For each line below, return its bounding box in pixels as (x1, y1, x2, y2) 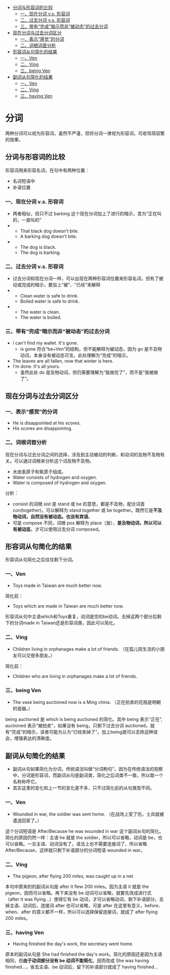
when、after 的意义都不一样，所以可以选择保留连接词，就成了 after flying (5, 909, 158, 915)
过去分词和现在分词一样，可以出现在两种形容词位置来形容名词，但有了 (12, 275, 159, 282)
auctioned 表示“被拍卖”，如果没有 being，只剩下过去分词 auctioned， (5, 723, 151, 729)
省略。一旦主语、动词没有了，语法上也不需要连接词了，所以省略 (14, 841, 147, 847)
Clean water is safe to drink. (20, 293, 79, 299)
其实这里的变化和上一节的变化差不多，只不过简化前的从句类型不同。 (12, 785, 155, 791)
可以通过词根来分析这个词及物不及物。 (14, 457, 94, 464)
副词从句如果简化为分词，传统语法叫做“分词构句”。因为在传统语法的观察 (12, 766, 163, 772)
